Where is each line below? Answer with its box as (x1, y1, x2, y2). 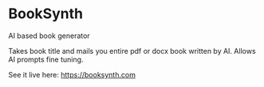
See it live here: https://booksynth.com (8, 70, 136, 79)
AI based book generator (8, 31, 90, 40)
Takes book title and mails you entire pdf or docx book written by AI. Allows (8, 46, 257, 55)
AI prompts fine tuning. (8, 55, 84, 64)
